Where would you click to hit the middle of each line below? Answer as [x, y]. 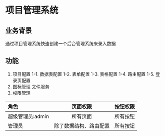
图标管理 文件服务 [31, 87]
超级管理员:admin [29, 116]
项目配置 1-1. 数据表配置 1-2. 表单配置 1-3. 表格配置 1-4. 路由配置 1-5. [84, 74]
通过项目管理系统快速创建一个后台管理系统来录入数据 [61, 44]
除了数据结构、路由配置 [82, 125]
